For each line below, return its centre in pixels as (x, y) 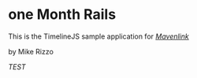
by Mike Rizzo (31, 51)
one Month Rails (62, 15)
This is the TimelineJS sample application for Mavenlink (98, 36)
